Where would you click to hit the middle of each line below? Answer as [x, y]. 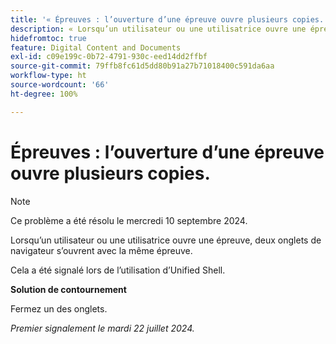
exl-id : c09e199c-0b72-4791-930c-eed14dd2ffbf [109, 57]
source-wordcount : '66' [60, 85]
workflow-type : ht [48, 76]
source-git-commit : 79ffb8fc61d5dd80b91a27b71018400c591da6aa [142, 66]
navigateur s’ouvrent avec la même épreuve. [101, 250]
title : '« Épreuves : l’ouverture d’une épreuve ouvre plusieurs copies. [167, 19]
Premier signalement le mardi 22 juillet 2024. [102, 328]
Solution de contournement [68, 289]
